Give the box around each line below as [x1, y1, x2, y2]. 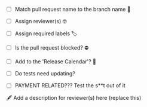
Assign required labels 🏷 [14, 30, 78, 37]
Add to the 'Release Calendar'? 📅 [14, 58, 97, 65]
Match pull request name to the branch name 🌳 [14, 6, 131, 13]
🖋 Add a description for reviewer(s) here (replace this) [6, 94, 142, 102]
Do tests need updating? [14, 70, 76, 77]
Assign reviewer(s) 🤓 [14, 18, 67, 25]
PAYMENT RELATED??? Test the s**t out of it [14, 82, 125, 89]
